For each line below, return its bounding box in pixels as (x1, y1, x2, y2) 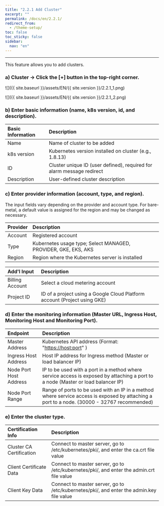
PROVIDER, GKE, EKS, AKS (32, 246, 94, 253)
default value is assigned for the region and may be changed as (22, 207, 150, 213)
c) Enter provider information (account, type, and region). (5, 190, 144, 197)
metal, (5, 207, 18, 213)
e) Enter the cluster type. (5, 413, 65, 420)
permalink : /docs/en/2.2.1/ (5, 16, 62, 21)
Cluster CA (7, 443, 33, 450)
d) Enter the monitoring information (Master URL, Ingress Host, (5, 311, 157, 318)
